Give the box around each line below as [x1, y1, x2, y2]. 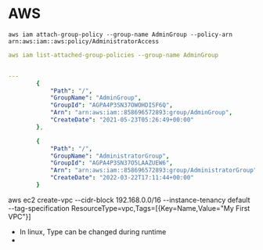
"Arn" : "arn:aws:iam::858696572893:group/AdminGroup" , [49, 109, 233, 117]
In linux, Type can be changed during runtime [19, 226, 167, 236]
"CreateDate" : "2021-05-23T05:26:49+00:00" [49, 116, 194, 124]
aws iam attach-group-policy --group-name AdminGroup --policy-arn [8, 31, 233, 38]
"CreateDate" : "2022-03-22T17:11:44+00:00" [49, 174, 194, 182]
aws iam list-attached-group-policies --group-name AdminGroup [8, 51, 219, 59]
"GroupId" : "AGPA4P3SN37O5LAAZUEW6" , [49, 159, 174, 167]
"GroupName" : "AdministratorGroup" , [49, 152, 170, 160]
